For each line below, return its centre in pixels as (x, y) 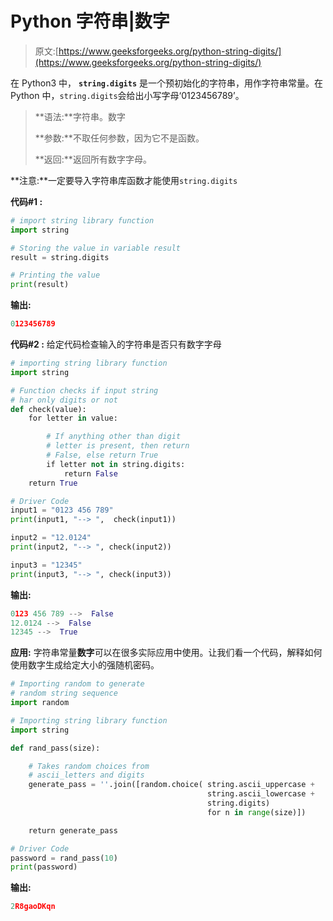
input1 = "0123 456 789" (62, 510)
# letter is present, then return (118, 446)
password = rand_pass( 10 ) (64, 858)
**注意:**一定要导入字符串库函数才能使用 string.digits (124, 180)
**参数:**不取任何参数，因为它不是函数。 (119, 138)
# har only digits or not (64, 400)
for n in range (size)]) (256, 812)
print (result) (40, 285)
